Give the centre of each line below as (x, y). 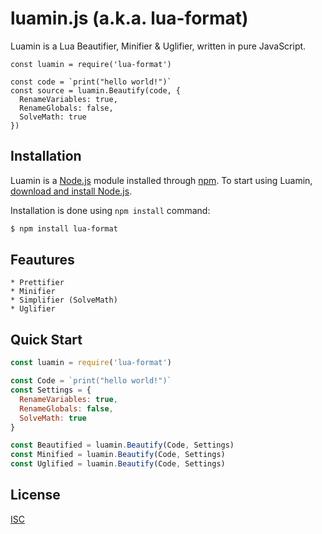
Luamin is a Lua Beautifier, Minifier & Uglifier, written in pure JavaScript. (158, 46)
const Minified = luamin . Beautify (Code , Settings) (118, 455)
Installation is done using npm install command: (110, 210)
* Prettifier (37, 283)
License (35, 495)
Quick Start (46, 339)
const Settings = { (51, 390)
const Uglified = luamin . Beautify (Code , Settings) (118, 464)
